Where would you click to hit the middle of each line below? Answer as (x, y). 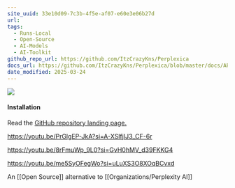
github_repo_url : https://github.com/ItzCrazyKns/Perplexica (98, 59)
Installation (24, 107)
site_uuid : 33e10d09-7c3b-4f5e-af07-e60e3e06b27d (81, 14)
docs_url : (22, 65)
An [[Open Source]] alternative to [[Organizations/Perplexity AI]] (100, 177)
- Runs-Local (33, 33)
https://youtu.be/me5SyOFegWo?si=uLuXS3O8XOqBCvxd (91, 163)
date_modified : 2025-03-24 (47, 72)
